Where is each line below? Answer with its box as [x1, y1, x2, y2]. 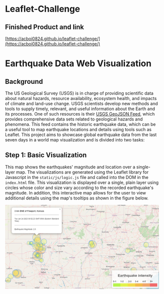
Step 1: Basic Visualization [5, 151, 87, 159]
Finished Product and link [5, 23, 84, 31]
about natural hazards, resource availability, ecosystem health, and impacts [5, 96, 157, 101]
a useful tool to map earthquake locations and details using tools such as [5, 127, 152, 132]
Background [5, 77, 43, 86]
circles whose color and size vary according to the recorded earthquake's [5, 184, 154, 191]
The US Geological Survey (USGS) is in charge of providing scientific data [5, 90, 154, 96]
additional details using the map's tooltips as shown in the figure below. [5, 195, 149, 201]
